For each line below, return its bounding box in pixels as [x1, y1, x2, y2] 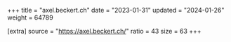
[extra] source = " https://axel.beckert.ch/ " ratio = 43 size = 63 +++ [7, 27, 202, 35]
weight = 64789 [7, 13, 54, 22]
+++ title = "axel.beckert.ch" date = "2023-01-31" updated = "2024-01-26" [7, 6, 225, 14]
